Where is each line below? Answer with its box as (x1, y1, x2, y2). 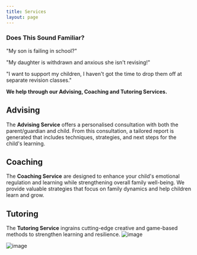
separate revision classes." (6, 76, 72, 84)
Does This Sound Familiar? (6, 34, 85, 42)
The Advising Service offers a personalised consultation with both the (6, 121, 179, 128)
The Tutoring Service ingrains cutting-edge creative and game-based (6, 225, 178, 232)
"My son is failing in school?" (6, 47, 77, 54)
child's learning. (6, 140, 46, 147)
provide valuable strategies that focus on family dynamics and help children (6, 185, 192, 193)
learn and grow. (6, 192, 45, 199)
